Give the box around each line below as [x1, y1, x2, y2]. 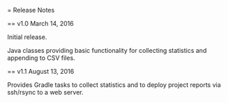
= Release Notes [7, 6, 55, 14]
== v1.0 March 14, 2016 [7, 19, 75, 27]
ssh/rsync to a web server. [7, 88, 84, 96]
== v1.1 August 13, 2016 [7, 68, 75, 75]
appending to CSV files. [7, 54, 75, 62]
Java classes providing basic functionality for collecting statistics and [7, 47, 207, 54]
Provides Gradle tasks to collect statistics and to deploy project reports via [7, 81, 221, 89]
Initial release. [7, 33, 47, 41]
